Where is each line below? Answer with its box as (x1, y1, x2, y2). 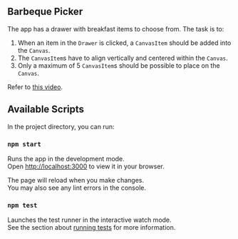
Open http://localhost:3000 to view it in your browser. (7, 162, 165, 171)
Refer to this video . (7, 82, 63, 91)
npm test (7, 201, 38, 209)
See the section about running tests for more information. (7, 223, 176, 232)
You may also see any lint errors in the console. (7, 183, 146, 192)
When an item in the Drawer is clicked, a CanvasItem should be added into (17, 39, 232, 47)
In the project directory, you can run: (7, 122, 115, 131)
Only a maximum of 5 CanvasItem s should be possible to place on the (17, 61, 220, 70)
